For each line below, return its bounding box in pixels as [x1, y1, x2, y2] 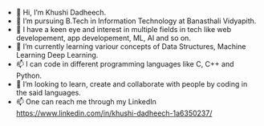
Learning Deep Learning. [15, 51, 99, 59]
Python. [15, 71, 43, 80]
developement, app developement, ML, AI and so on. [15, 33, 191, 43]
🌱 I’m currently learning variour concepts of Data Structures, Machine [15, 42, 246, 51]
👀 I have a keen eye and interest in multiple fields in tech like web [15, 25, 231, 34]
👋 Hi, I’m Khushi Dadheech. [15, 8, 107, 17]
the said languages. [15, 88, 82, 97]
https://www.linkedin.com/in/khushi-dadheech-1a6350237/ [15, 108, 213, 118]
